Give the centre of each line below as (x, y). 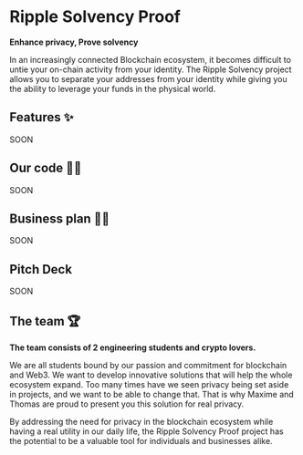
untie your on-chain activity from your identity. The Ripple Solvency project (151, 69)
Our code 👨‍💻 (46, 168)
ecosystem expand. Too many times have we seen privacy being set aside (149, 384)
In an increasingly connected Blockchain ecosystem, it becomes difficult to (151, 59)
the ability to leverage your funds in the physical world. (113, 88)
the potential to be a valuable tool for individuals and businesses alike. (141, 441)
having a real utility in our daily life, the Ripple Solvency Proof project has (147, 431)
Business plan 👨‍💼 (60, 218)
